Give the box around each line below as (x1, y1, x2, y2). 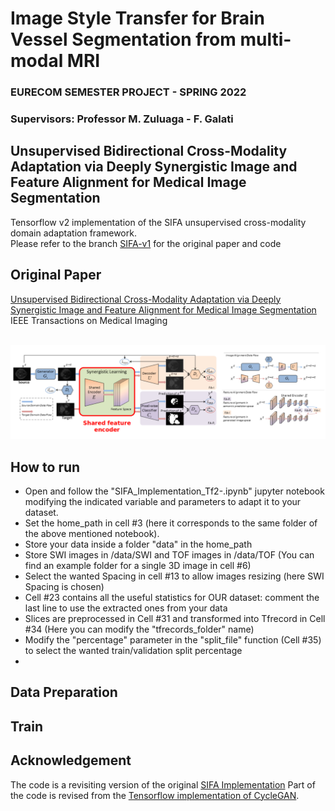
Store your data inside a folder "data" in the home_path (24, 538, 253, 551)
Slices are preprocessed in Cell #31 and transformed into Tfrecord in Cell (24, 613, 326, 625)
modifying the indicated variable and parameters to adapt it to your (24, 496, 302, 508)
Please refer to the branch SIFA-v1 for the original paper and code (10, 237, 282, 249)
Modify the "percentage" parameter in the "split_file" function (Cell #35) (24, 634, 322, 646)
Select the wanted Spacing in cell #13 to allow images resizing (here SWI (24, 570, 325, 582)
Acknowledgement (10, 752, 132, 769)
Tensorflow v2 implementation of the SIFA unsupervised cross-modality (10, 216, 307, 228)
